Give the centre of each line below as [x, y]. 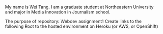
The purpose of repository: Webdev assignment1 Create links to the [73, 21]
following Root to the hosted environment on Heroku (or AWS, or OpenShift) [82, 26]
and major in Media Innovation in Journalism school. [58, 12]
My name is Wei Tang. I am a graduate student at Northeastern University [79, 7]
